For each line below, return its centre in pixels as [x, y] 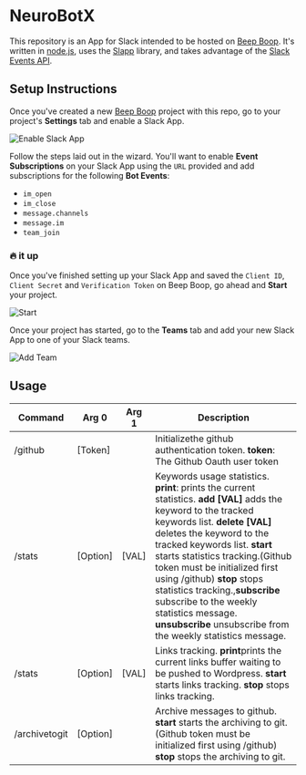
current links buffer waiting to [218, 662]
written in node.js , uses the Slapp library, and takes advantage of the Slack [150, 50]
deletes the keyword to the [212, 532]
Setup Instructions [63, 89]
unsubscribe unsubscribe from [222, 624]
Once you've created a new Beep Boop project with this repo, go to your [145, 111]
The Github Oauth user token [217, 461]
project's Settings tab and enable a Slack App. [97, 120]
